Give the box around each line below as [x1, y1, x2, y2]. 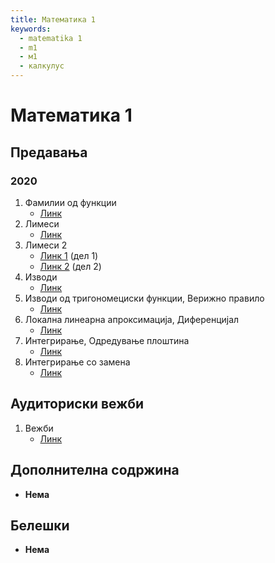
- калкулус [19, 61, 65, 71]
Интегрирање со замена [24, 356, 131, 368]
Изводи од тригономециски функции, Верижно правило [24, 292, 265, 304]
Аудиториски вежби [10, 396, 145, 413]
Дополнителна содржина [10, 462, 180, 479]
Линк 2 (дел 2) [39, 260, 102, 272]
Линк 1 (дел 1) [39, 249, 99, 261]
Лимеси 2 [24, 239, 68, 251]
